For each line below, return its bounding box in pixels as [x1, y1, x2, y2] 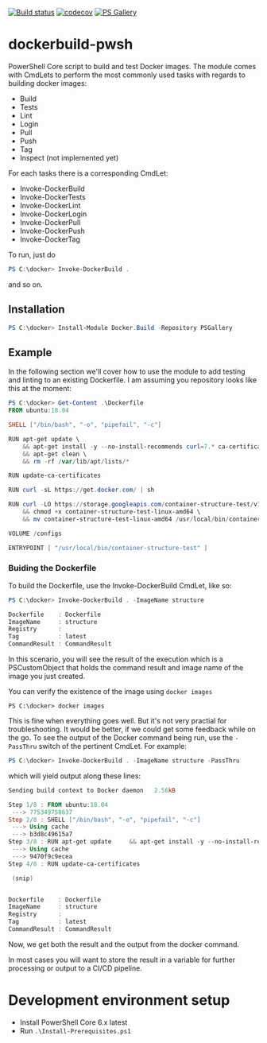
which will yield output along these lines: [8, 771, 141, 781]
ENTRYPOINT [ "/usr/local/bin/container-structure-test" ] [8, 544, 208, 552]
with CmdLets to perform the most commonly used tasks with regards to [8, 70, 246, 79]
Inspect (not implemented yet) [19, 153, 119, 162]
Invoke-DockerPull [19, 217, 81, 227]
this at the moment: [8, 384, 72, 394]
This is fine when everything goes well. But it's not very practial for [8, 716, 227, 726]
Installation [8, 303, 65, 316]
